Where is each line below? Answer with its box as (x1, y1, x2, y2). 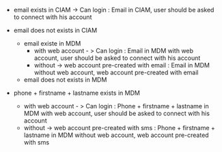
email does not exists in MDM (23, 76, 107, 84)
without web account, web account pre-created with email (33, 68, 199, 76)
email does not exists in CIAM (13, 27, 98, 34)
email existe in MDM (23, 40, 81, 47)
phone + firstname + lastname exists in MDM (13, 89, 140, 97)
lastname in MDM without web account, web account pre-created (23, 131, 210, 139)
